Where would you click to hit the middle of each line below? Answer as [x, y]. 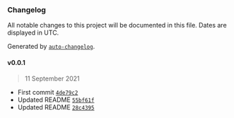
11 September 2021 [52, 78]
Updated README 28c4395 [56, 107]
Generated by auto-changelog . [51, 47]
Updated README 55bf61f [56, 100]
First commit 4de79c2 [48, 92]
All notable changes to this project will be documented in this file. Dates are [117, 25]
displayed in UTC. [33, 33]
